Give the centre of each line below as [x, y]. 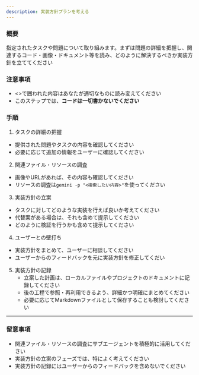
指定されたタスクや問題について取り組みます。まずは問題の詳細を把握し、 [97, 48]
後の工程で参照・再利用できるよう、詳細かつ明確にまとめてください [106, 292]
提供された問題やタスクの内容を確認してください [74, 144]
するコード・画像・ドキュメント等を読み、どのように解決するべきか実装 [99, 55]
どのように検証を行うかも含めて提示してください [74, 225]
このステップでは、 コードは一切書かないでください [77, 101]
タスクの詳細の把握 [38, 132]
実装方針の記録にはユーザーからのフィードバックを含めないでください [100, 365]
